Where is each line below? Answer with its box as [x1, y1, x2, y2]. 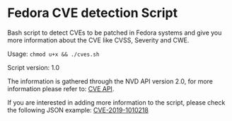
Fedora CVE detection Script [7, 5, 178, 21]
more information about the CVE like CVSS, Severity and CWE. [7, 35, 190, 44]
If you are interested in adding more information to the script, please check [7, 98, 226, 107]
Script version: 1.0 [7, 63, 60, 71]
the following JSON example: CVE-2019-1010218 [7, 105, 149, 114]
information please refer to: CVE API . [7, 84, 115, 93]
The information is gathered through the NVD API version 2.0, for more [7, 76, 214, 86]
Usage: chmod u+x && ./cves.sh [7, 50, 100, 58]
